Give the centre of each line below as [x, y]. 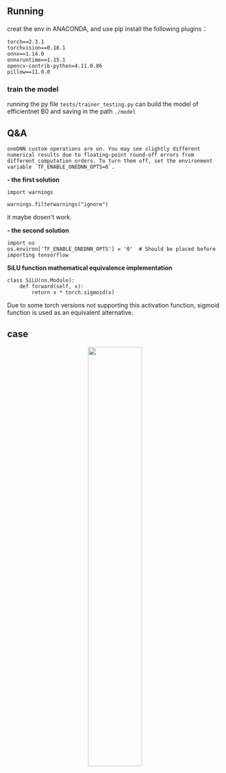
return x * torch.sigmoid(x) [73, 292]
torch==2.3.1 [26, 42]
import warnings [30, 192]
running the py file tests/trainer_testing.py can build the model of [103, 104]
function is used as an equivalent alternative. [70, 312]
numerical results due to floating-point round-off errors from [101, 155]
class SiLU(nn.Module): [41, 280]
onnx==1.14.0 [26, 54]
